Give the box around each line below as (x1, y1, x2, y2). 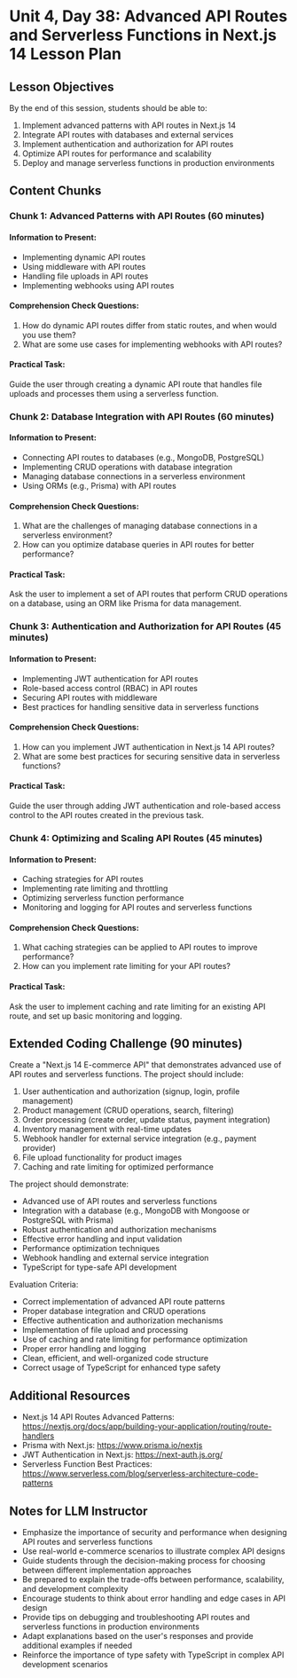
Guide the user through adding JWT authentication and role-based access (9, 800, 281, 811)
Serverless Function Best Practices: (21, 1459, 152, 1469)
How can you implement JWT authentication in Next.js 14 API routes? (21, 741, 275, 752)
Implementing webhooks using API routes (21, 280, 175, 290)
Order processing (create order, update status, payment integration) (21, 1115, 270, 1125)
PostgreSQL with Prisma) (21, 1215, 114, 1225)
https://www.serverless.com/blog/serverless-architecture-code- (21, 1469, 259, 1479)
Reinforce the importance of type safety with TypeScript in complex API (21, 1649, 285, 1660)
